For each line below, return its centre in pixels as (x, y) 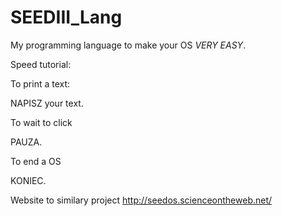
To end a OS (36, 161)
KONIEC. (28, 180)
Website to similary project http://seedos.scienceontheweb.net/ (141, 200)
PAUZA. (26, 142)
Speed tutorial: (41, 64)
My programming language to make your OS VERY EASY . (128, 45)
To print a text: (40, 83)
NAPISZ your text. (47, 103)
